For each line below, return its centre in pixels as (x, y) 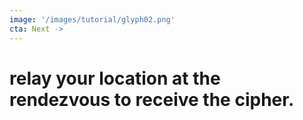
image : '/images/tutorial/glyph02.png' (92, 19)
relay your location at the (115, 78)
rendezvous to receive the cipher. (152, 99)
